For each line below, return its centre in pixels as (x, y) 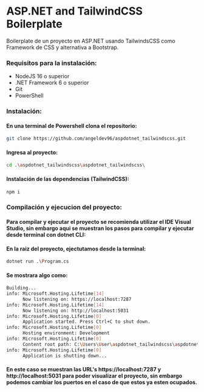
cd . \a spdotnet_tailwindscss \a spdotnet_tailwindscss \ (76, 165)
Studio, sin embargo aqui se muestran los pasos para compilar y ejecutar (100, 228)
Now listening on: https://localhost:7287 (77, 299)
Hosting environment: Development (66, 333)
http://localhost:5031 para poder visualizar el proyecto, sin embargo (94, 376)
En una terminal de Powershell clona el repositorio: (72, 126)
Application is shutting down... (65, 356)
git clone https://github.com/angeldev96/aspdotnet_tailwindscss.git (96, 139)
